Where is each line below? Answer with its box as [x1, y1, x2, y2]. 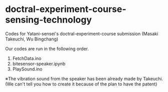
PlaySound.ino [12, 66, 43, 72]
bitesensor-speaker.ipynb [12, 60, 66, 66]
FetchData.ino [12, 55, 42, 61]
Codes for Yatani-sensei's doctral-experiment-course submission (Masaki [5, 30, 158, 36]
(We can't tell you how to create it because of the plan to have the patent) [5, 81, 157, 87]
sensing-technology [5, 14, 92, 25]
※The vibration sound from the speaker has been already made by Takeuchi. [5, 75, 163, 81]
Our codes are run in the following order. [5, 45, 89, 51]
